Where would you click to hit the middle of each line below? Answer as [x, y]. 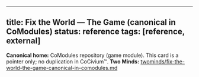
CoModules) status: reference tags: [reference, [95, 32]
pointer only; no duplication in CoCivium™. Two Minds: [73, 61]
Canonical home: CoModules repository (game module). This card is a [92, 55]
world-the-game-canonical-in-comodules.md [62, 68]
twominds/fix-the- [163, 61]
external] [23, 41]
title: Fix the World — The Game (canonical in [91, 22]
